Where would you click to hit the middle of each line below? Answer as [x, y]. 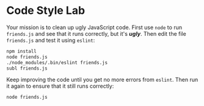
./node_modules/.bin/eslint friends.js [57, 62]
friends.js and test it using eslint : [51, 40]
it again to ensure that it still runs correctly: [60, 86]
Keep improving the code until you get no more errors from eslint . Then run [102, 80]
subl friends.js [27, 68]
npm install [21, 51]
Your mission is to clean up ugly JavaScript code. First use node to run [94, 27]
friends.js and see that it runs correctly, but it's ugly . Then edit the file [96, 33]
